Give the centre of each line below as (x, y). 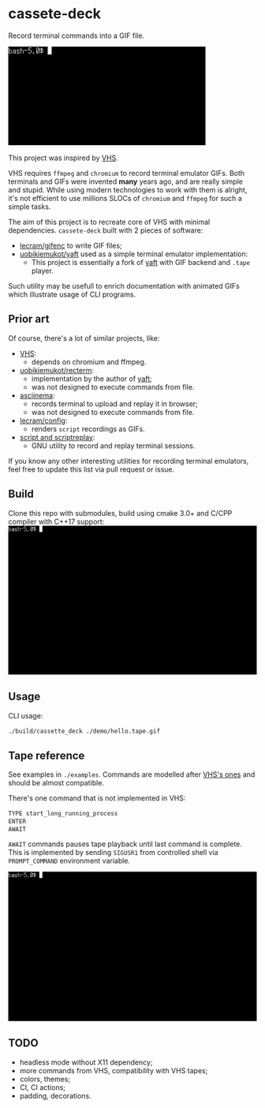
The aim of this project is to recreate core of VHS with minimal (109, 222)
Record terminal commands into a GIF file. (76, 35)
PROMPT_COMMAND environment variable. (69, 861)
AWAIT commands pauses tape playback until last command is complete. (125, 844)
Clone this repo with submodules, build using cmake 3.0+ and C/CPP (120, 513)
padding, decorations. (56, 1095)
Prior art (29, 319)
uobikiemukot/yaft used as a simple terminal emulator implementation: (134, 254)
